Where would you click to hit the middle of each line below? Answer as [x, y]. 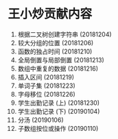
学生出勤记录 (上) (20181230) [59, 103]
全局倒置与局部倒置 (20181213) [61, 60]
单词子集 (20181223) [47, 86]
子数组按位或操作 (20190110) [58, 128]
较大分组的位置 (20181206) [56, 42]
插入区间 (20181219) [46, 77]
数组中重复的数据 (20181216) [58, 68]
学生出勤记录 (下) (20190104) [59, 111]
